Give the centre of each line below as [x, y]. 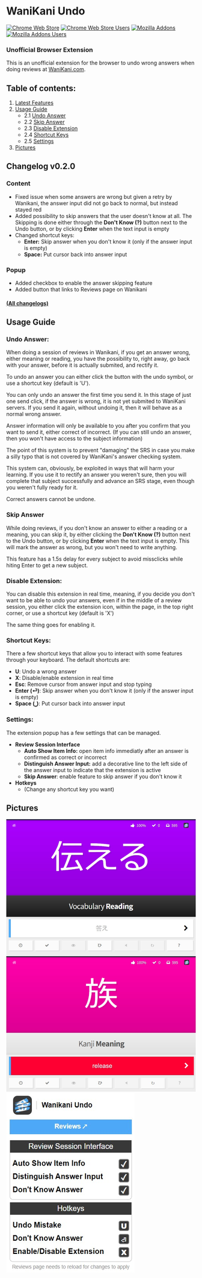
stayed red [28, 210]
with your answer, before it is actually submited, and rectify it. [83, 365]
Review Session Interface [47, 744]
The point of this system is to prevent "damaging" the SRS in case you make [101, 450]
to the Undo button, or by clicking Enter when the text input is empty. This [98, 541]
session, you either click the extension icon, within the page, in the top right [100, 606]
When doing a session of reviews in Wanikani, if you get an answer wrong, [98, 352]
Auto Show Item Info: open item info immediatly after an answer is [106, 750]
